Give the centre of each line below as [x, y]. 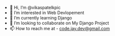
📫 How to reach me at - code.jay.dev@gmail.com [60, 28]
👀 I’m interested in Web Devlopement [47, 13]
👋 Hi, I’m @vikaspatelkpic [35, 8]
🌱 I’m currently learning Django [41, 18]
